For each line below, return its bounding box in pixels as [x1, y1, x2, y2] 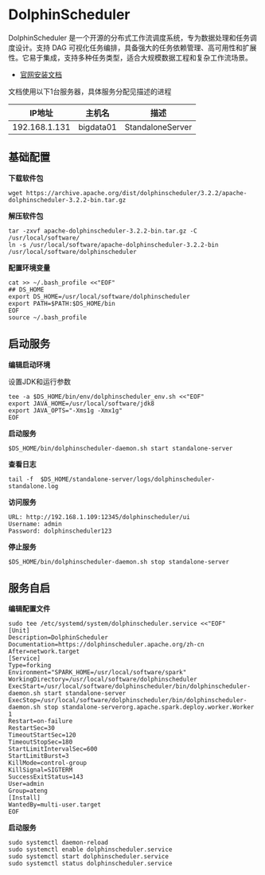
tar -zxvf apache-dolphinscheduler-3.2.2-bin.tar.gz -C [8, 227, 197, 235]
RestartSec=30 [8, 725, 56, 732]
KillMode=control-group [8, 759, 88, 768]
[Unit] [8, 627, 30, 635]
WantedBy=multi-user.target [8, 801, 102, 809]
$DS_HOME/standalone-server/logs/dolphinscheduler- [40, 475, 216, 483]
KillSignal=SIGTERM [8, 766, 73, 774]
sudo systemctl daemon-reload [8, 838, 109, 847]
